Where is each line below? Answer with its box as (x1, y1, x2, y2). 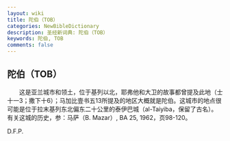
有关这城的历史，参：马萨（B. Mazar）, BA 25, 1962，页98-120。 (7, 113, 192, 121)
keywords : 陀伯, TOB (7, 35, 64, 42)
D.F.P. (7, 127, 24, 135)
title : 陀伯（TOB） (7, 16, 59, 23)
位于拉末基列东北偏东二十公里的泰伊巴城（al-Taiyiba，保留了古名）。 (25, 105, 218, 113)
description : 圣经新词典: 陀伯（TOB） (7, 29, 108, 36)
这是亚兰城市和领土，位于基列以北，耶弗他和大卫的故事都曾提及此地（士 (18, 88, 223, 96)
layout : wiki (7, 10, 44, 17)
